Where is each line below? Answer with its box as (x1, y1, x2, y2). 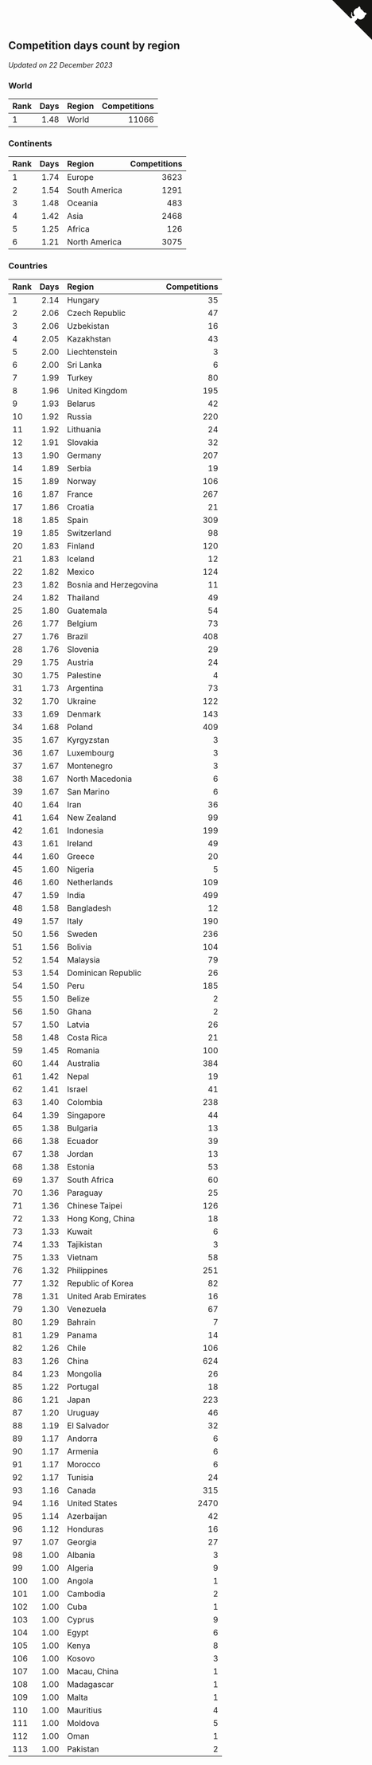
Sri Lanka (67, 359, 103, 370)
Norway (67, 475, 97, 486)
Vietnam (67, 1252, 99, 1263)
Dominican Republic (67, 967, 141, 978)
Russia (67, 411, 92, 422)
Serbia (67, 463, 91, 474)
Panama (67, 1330, 98, 1341)
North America (67, 236, 122, 248)
